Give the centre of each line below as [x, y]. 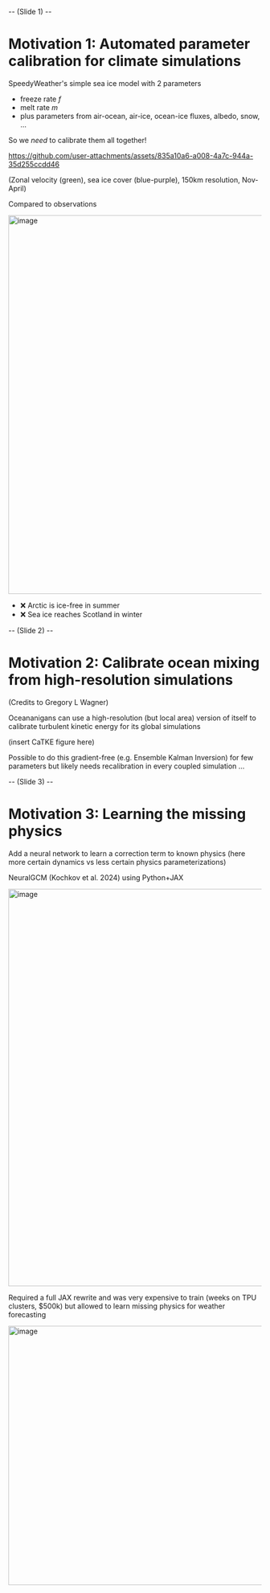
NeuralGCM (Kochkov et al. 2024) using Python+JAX [96, 877]
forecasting [27, 1314]
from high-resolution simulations [121, 680]
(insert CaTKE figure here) [51, 742]
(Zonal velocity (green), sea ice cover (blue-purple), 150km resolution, [125, 179]
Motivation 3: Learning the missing [127, 814]
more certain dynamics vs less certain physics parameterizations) [117, 862]
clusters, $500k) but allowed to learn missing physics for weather [117, 1306]
